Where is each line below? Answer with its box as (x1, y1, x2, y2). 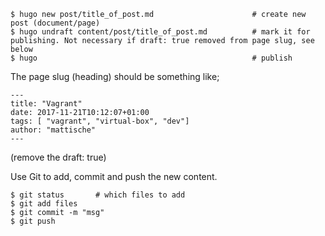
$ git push (10, 216, 56, 226)
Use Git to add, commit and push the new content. (10, 171, 218, 182)
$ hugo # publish (10, 53, 293, 63)
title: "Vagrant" (10, 99, 83, 109)
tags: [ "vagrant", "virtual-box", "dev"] (10, 116, 190, 126)
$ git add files (10, 199, 78, 209)
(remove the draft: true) (10, 151, 107, 163)
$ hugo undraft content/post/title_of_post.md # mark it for (10, 27, 311, 37)
